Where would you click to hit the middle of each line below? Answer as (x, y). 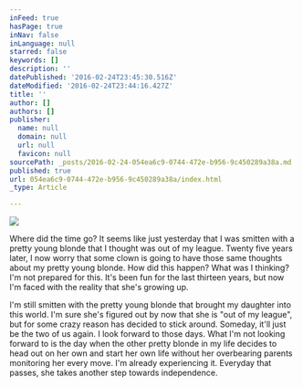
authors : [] (32, 111)
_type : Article (38, 188)
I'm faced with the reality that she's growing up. (99, 288)
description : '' (40, 69)
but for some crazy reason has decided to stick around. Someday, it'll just (148, 324)
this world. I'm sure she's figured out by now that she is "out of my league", (151, 315)
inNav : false (34, 35)
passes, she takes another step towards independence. (114, 373)
